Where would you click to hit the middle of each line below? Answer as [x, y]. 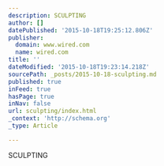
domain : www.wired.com [52, 45]
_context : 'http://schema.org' [60, 119]
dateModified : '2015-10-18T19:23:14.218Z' [79, 67]
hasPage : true [32, 96]
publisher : [26, 38]
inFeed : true [30, 89]
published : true [35, 81]
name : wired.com [42, 52]
